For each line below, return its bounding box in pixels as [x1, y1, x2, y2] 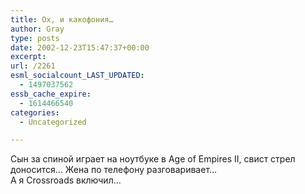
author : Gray [10, 24, 65, 34]
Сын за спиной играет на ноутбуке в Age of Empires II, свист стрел [10, 153, 296, 165]
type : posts [10, 33, 60, 43]
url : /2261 [10, 61, 56, 71]
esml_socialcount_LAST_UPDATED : [10, 71, 145, 81]
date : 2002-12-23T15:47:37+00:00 [10, 42, 150, 53]
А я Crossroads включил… [10, 174, 122, 186]
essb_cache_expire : [10, 89, 92, 99]
